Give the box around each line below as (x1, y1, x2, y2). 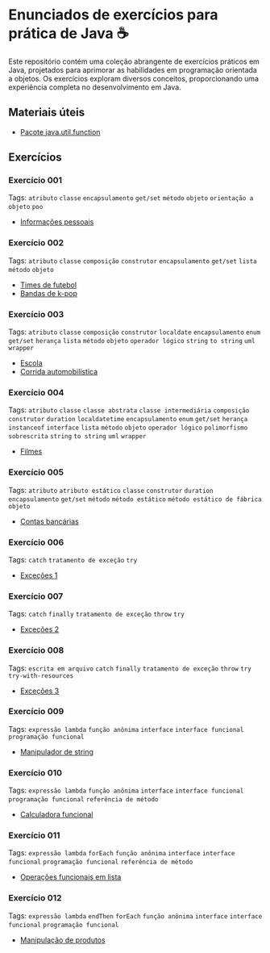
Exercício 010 (8, 767, 63, 778)
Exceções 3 (19, 686, 60, 696)
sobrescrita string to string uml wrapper (8, 433, 147, 441)
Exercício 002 (8, 237, 64, 249)
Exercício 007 (8, 591, 64, 602)
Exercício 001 (8, 175, 63, 186)
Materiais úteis (8, 106, 85, 119)
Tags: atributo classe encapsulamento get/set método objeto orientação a (8, 193, 254, 203)
